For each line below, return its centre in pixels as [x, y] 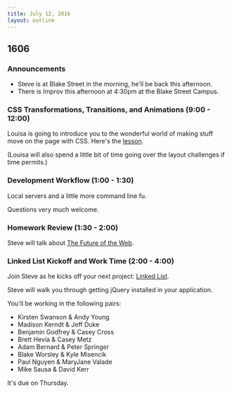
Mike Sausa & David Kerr [53, 369]
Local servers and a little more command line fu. [77, 196]
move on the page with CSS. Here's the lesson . [76, 141]
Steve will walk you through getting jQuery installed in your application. [110, 290]
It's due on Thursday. [38, 383]
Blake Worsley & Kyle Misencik [62, 355]
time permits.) [27, 162]
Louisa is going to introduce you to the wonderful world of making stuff [110, 133]
